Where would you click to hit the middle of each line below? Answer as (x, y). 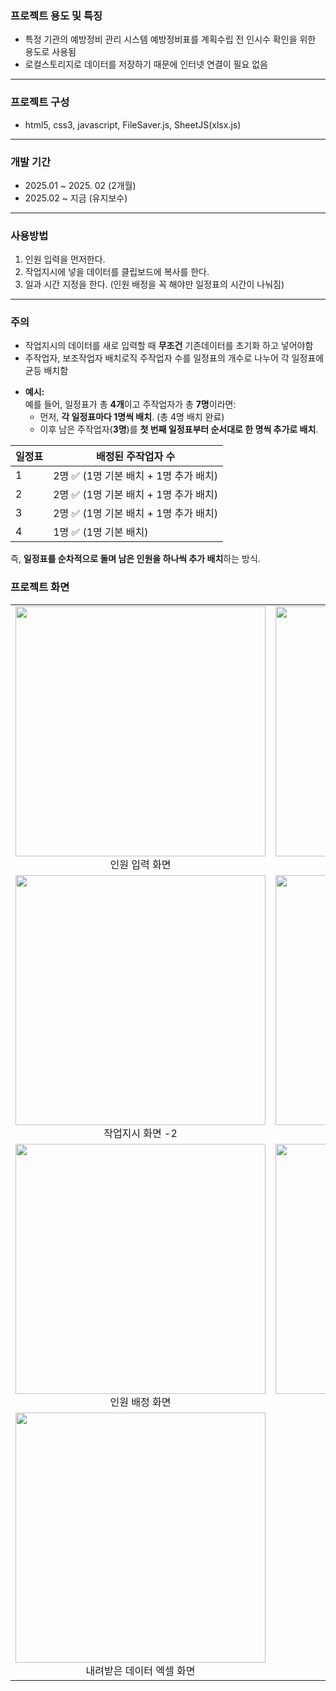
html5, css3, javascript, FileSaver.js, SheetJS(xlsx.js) (133, 124)
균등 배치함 (46, 371)
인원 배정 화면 (140, 1402)
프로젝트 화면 (40, 587)
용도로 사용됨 (50, 52)
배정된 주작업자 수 (135, 457)
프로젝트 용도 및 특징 (56, 15)
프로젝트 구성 (40, 102)
